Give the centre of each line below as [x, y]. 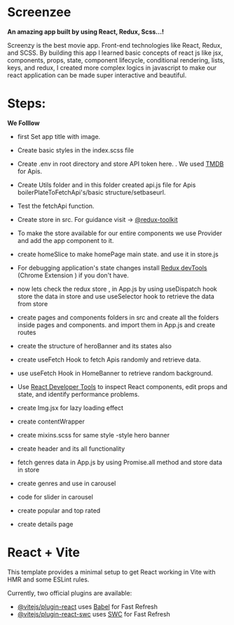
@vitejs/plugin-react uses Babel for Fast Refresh [88, 606]
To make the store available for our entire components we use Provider [120, 233]
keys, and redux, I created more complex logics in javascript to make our [112, 67]
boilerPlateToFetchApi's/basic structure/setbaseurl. [91, 192]
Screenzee [39, 12]
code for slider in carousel [55, 496]
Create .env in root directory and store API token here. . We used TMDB [121, 164]
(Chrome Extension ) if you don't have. [73, 275]
